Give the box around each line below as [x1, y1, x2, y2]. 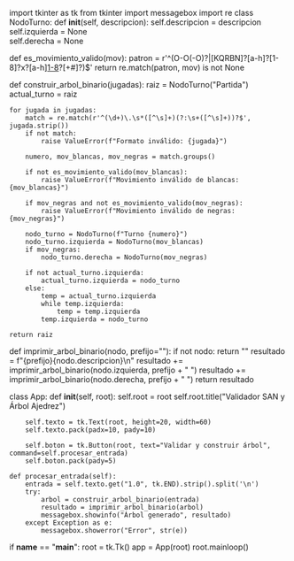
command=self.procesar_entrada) [9, 449, 128, 457]
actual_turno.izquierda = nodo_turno [41, 276, 180, 285]
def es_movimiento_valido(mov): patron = [9, 53, 161, 63]
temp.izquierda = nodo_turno [41, 315, 149, 324]
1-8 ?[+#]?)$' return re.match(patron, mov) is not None [47, 62, 245, 73]
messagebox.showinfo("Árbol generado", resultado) [41, 511, 232, 519]
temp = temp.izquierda [56, 307, 141, 316]
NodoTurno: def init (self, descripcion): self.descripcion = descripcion [9, 17, 262, 27]
